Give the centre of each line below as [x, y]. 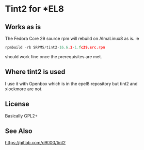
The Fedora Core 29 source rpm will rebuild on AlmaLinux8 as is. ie [72, 38]
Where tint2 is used [35, 72]
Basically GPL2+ [21, 116]
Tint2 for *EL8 [34, 9]
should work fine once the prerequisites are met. [54, 56]
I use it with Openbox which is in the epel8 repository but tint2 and [71, 83]
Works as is [23, 27]
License [17, 104]
